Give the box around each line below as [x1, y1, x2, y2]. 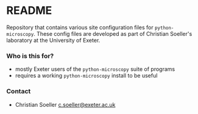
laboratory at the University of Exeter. [6, 36, 101, 44]
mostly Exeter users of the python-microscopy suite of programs [15, 65, 175, 73]
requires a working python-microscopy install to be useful [15, 72, 158, 79]
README [6, 4, 52, 18]
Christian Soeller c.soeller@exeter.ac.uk [15, 101, 116, 108]
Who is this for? [6, 52, 54, 60]
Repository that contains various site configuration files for [6, 24, 154, 31]
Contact [6, 87, 31, 96]
